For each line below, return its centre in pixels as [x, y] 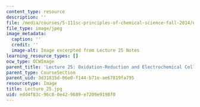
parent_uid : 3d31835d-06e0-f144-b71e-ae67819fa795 [70, 78]
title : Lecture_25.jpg [34, 89]
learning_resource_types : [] [42, 56]
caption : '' [26, 39]
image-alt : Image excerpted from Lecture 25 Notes [76, 51]
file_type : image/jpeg [34, 28]
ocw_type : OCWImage [30, 61]
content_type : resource [36, 12]
